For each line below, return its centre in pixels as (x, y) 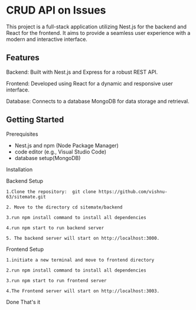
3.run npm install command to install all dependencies (76, 217)
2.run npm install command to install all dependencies (76, 270)
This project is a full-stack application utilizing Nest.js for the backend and (97, 27)
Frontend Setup (25, 249)
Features (23, 58)
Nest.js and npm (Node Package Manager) (67, 145)
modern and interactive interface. (47, 39)
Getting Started (35, 120)
